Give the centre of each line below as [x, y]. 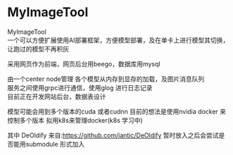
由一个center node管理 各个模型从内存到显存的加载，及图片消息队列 [106, 79]
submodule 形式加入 [55, 144]
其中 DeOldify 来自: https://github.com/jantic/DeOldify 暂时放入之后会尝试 [113, 135]
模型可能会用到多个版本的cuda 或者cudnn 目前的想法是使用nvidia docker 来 [117, 111]
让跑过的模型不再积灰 [38, 49]
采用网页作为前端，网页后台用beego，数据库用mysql [84, 63]
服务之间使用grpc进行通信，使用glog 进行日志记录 [80, 87]
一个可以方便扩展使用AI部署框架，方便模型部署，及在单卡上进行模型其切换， [118, 40]
